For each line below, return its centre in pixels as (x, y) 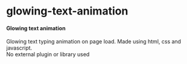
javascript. (19, 48)
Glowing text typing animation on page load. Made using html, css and (94, 42)
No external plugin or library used (48, 54)
